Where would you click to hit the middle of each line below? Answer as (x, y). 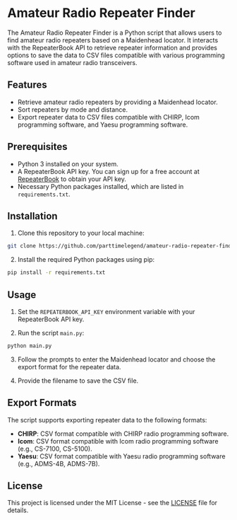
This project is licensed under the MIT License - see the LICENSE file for (112, 503)
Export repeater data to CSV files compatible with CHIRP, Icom (108, 117)
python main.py (30, 346)
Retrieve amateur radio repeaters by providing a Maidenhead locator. (117, 102)
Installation (32, 216)
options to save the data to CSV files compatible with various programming (116, 55)
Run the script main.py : (51, 333)
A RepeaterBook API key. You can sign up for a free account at (108, 171)
